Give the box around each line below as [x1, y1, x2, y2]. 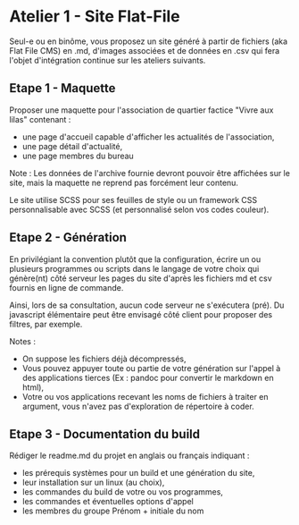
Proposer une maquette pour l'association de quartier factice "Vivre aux [9, 105, 274, 115]
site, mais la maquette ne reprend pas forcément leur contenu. [9, 177, 239, 188]
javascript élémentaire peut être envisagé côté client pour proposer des [9, 309, 273, 319]
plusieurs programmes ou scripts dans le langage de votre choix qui [9, 263, 260, 274]
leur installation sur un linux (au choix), [21, 477, 165, 488]
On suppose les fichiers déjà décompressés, [21, 353, 187, 364]
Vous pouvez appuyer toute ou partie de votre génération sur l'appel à [21, 362, 281, 373]
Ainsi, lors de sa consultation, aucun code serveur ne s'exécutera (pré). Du [9, 300, 285, 310]
